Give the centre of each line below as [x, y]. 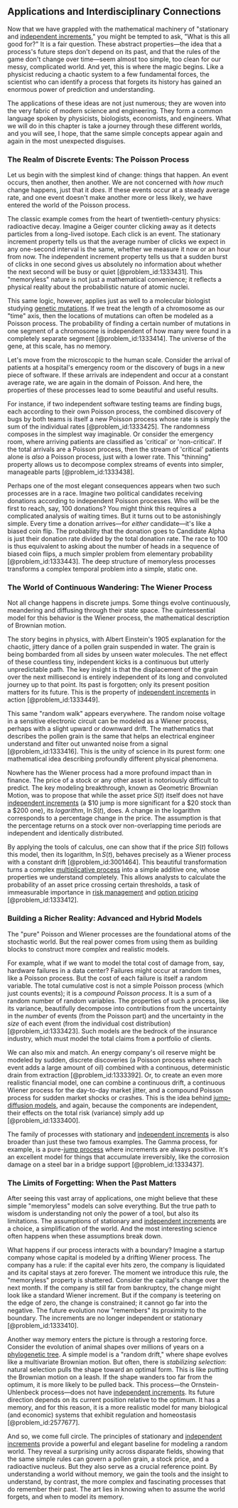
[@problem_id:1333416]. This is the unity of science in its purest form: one [116, 752]
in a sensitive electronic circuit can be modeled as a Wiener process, [108, 721]
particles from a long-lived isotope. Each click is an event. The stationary [114, 234]
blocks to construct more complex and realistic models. [88, 949]
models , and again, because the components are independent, [126, 1105]
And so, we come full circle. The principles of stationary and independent [115, 1436]
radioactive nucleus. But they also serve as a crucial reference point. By [113, 1466]
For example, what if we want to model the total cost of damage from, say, [116, 963]
